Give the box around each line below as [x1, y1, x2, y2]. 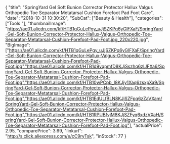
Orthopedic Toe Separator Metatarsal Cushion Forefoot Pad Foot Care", [5, 10, 154, 16]
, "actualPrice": [131, 122, 163, 128]
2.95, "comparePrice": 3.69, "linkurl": [5, 128, 82, 133]
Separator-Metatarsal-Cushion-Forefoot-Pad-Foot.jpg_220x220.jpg [5, 36, 146, 42]
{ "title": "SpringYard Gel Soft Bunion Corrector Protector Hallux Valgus [5, 5, 153, 10]
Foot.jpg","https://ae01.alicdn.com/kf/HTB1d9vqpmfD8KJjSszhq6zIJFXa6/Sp [5, 63, 165, 69]
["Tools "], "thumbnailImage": [5, 20, 67, 26]
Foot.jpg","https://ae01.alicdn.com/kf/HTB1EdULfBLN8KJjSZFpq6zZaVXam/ [5, 95, 162, 102]
